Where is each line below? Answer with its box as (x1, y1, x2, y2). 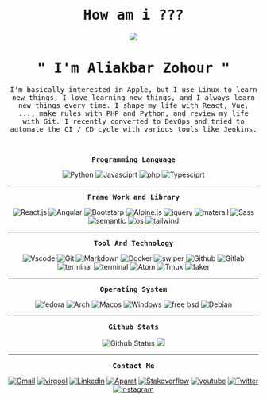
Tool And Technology (93, 239, 174, 247)
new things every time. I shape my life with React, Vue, (18, 101, 249, 109)
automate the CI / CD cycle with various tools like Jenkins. (10, 124, 257, 133)
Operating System (99, 285, 168, 293)
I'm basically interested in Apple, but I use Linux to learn (10, 85, 257, 94)
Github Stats (108, 322, 159, 331)
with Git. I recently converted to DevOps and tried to (22, 117, 245, 125)
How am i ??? (83, 6, 184, 24)
